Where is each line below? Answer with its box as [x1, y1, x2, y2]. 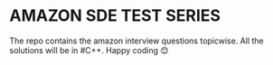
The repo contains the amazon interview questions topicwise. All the [9, 35, 264, 46]
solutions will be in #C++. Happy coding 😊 [9, 44, 169, 55]
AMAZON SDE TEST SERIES [9, 5, 221, 26]
